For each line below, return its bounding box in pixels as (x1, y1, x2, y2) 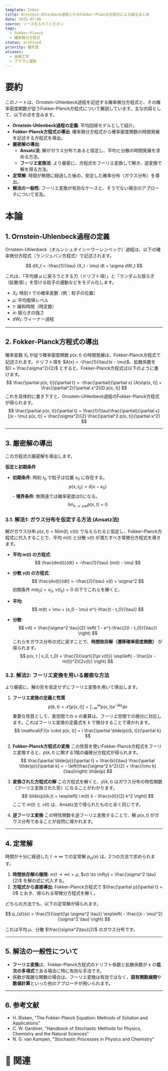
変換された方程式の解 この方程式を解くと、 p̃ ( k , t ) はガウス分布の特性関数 (12, 779, 162, 785)
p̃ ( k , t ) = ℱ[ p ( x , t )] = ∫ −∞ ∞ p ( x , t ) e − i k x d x (48, 703, 127, 711)
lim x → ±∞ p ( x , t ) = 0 (67, 501, 108, 509)
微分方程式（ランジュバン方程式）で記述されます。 (9, 253, 114, 259)
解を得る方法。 (19, 166, 51, 172)
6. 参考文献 (5, 1001, 39, 1010)
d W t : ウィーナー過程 (12, 316, 54, 323)
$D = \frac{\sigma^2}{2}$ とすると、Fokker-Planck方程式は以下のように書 (5, 365, 159, 371)
